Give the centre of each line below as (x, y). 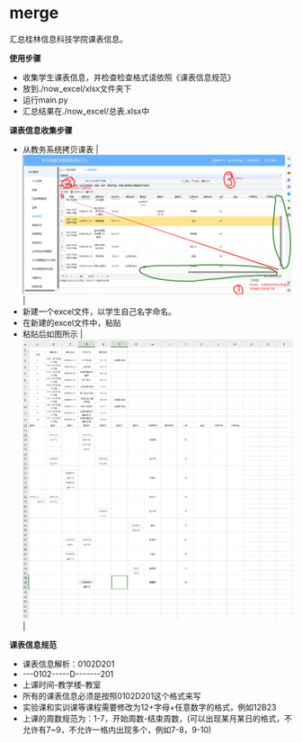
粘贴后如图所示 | (53, 334)
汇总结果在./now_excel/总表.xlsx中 (86, 111)
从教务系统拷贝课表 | (60, 149)
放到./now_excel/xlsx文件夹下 (77, 88)
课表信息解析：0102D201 (68, 664)
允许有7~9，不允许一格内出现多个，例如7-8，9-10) (117, 730)
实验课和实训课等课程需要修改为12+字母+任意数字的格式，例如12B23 (149, 707)
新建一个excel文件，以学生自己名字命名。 (99, 312)
